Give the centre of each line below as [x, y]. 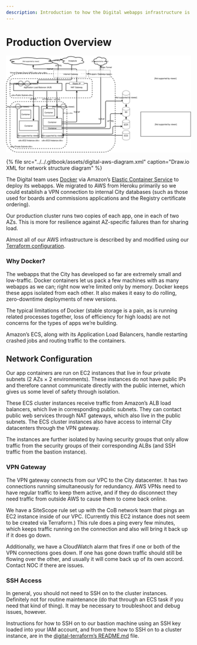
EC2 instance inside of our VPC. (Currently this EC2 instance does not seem [98, 516]
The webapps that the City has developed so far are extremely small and [94, 274]
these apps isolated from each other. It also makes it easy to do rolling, [91, 293]
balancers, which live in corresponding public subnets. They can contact [94, 409]
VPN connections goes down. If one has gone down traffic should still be [94, 553]
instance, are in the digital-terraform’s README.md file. [73, 636]
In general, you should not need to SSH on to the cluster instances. [87, 593]
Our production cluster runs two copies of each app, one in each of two [93, 216]
